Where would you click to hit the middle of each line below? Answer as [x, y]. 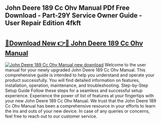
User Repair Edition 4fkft [43, 23]
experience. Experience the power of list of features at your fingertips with [80, 96]
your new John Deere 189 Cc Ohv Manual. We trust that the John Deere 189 [81, 101]
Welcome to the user [125, 65]
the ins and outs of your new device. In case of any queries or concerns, [78, 111]
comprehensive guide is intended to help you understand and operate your [80, 75]
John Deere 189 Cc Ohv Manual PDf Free [67, 8]
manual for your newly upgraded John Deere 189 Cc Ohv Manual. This [75, 70]
